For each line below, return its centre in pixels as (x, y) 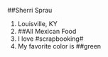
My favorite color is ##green (59, 46)
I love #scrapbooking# (50, 39)
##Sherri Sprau (30, 10)
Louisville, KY (38, 24)
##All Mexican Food (47, 31)
